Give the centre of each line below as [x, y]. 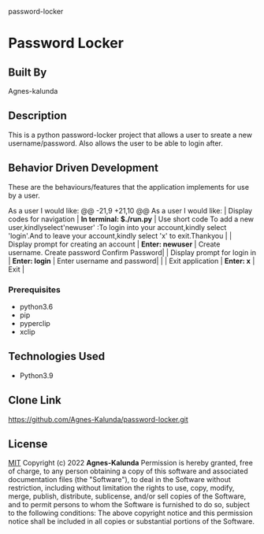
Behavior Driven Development [84, 168]
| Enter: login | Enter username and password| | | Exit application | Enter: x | [132, 261]
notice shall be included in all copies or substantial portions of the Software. [131, 521]
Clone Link [35, 400]
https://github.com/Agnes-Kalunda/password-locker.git [99, 419]
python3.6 [36, 306]
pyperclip [35, 323]
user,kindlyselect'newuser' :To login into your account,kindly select [117, 227]
